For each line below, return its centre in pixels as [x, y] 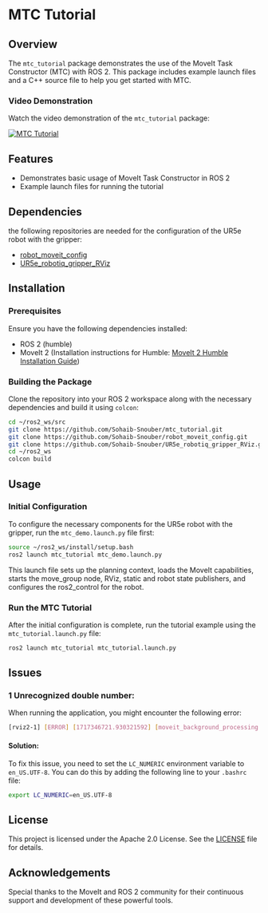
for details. [26, 848]
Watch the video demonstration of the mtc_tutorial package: [109, 118]
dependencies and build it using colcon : [74, 407]
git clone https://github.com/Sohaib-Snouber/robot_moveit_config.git [128, 437]
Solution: [24, 745]
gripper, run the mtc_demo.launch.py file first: [81, 532]
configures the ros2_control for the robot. [76, 587]
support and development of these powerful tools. [91, 900]
